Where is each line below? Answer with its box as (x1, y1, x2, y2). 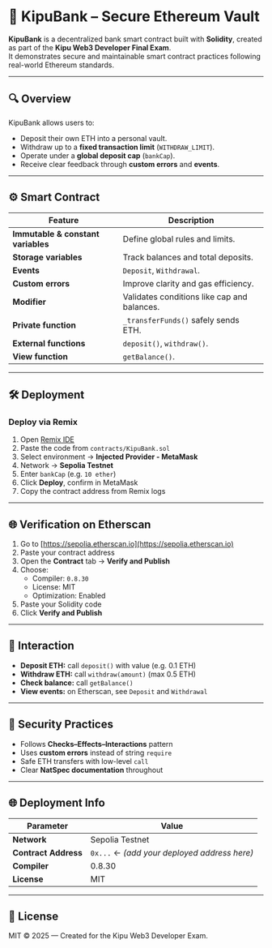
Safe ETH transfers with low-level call (19, 756, 149, 766)
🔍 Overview (8, 92, 71, 106)
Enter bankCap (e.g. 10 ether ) (19, 470, 117, 479)
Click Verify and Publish (19, 608, 103, 618)
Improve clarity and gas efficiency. (122, 277, 254, 289)
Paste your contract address (19, 547, 115, 558)
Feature (48, 214, 79, 225)
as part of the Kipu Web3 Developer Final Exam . (8, 42, 172, 52)
